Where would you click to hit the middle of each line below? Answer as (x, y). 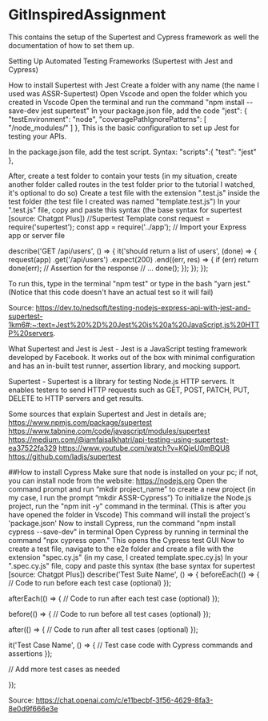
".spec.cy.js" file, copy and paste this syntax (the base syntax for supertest (132, 565)
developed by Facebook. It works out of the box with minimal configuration (132, 357)
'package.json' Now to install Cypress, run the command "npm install (122, 523)
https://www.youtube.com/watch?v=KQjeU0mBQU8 (144, 448)
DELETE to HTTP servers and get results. (76, 398)
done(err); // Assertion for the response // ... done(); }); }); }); (108, 268)
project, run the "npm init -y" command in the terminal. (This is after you (127, 506)
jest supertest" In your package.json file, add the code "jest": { (144, 111)
